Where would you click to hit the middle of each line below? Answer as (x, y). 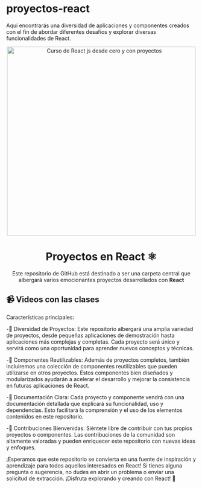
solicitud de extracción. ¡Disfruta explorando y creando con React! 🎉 (91, 478)
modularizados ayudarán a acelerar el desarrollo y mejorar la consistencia (98, 379)
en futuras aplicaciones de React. (48, 385)
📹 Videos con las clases (53, 300)
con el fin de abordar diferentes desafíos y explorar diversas (81, 31)
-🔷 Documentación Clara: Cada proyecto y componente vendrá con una (96, 397)
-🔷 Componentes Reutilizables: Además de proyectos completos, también (98, 360)
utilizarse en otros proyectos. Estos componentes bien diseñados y (90, 373)
